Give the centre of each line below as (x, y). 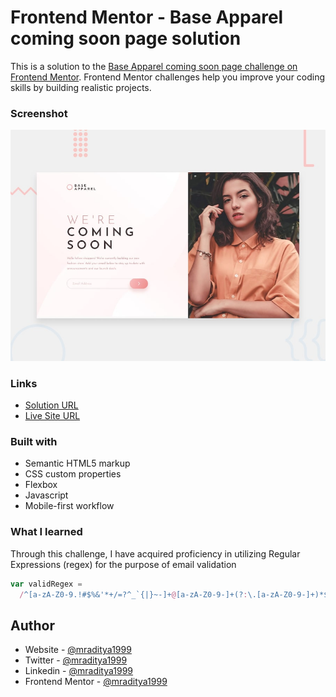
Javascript (46, 495)
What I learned (46, 532)
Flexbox (41, 485)
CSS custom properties (73, 474)
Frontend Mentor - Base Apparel (147, 17)
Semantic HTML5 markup (77, 463)
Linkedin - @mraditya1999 (79, 671)
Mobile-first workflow (69, 506)
